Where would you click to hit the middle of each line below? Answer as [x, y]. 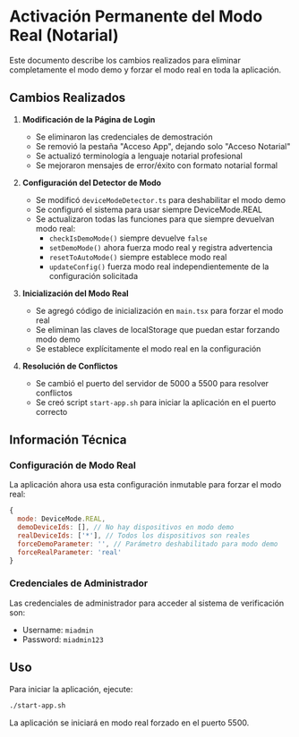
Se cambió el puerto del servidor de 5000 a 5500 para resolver [152, 383]
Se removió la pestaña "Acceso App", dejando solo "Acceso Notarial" [163, 146]
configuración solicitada [94, 275]
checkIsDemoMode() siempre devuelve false [128, 238]
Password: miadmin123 [63, 639]
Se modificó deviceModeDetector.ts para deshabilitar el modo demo [161, 199]
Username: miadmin [58, 630]
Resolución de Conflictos [70, 366]
